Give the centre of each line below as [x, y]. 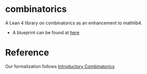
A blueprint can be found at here [46, 32]
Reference [27, 53]
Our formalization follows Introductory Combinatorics [60, 66]
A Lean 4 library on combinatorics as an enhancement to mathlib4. [74, 23]
